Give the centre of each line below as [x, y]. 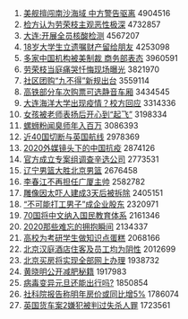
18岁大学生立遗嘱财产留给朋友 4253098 [96, 47]
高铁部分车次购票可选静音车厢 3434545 [96, 92]
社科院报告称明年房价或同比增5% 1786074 [101, 294]
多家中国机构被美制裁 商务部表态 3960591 [100, 58]
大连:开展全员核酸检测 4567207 [81, 35]
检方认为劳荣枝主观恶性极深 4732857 [92, 24]
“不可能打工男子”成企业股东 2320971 [91, 204]
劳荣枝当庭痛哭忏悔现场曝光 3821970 [91, 69]
